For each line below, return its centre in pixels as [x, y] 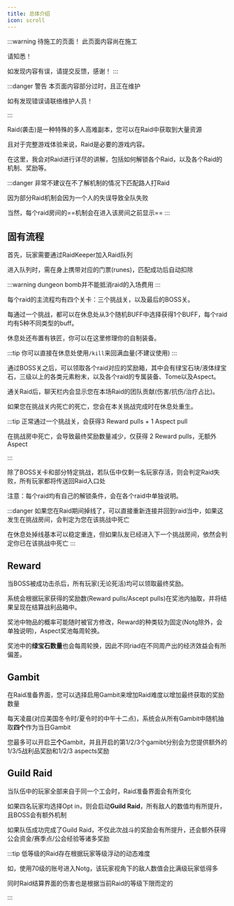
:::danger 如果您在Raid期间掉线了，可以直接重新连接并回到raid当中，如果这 [115, 511]
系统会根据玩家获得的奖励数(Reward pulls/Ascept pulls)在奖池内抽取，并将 [114, 599]
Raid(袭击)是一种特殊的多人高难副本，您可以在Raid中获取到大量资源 [105, 129]
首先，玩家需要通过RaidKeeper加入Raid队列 [70, 255]
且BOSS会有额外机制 [37, 815]
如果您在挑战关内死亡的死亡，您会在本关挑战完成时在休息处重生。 [102, 407]
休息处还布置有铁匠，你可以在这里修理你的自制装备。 [84, 338]
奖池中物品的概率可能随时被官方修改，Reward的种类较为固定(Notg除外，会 [115, 622]
